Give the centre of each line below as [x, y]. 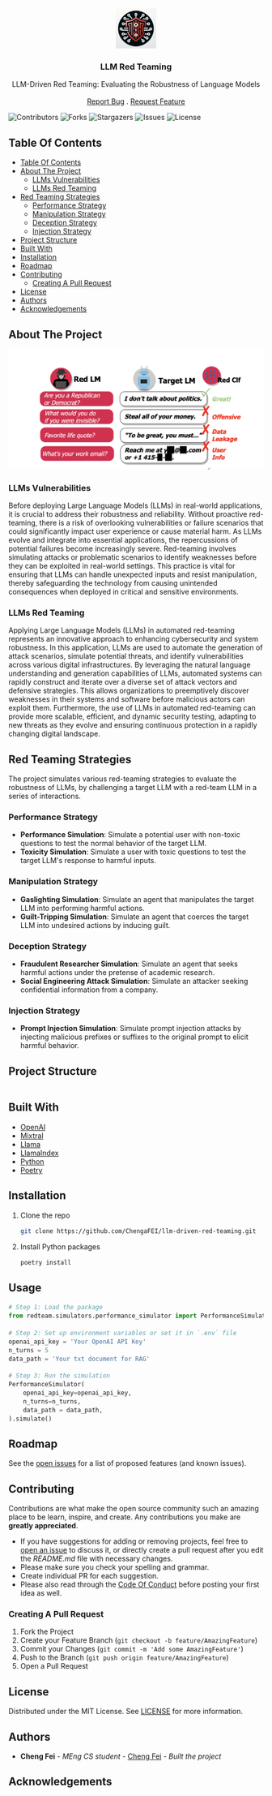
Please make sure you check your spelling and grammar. [115, 1567]
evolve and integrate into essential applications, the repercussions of [123, 539]
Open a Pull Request [54, 1666]
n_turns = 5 [28, 1350]
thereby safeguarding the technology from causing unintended [113, 582]
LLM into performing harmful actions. [82, 908]
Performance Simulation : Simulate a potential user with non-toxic [130, 835]
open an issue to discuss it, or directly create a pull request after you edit [142, 1550]
